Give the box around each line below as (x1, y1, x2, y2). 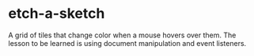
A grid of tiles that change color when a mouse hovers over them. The (8, 30, 237, 40)
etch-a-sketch (8, 5, 105, 23)
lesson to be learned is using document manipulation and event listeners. (8, 38, 247, 47)
